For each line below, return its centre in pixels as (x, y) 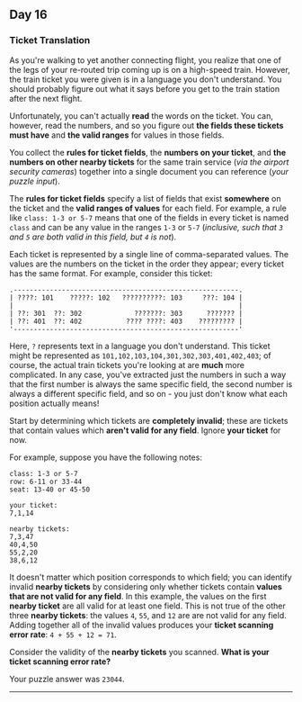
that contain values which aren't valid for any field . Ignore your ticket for (145, 430)
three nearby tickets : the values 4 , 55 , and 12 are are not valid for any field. (148, 615)
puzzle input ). (35, 181)
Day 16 (28, 15)
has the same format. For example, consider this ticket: (111, 273)
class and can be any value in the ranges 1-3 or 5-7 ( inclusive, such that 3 (146, 227)
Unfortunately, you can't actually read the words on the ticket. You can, (142, 115)
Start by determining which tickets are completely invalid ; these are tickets (149, 420)
